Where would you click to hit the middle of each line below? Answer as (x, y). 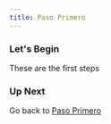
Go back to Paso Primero (55, 111)
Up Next (27, 91)
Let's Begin (34, 48)
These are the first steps (55, 68)
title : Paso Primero (48, 17)
